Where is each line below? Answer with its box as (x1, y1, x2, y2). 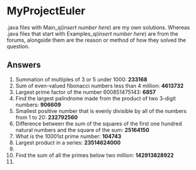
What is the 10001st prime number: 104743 (15, 133, 122, 140)
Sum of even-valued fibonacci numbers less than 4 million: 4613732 (15, 82, 184, 89)
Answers (7, 60, 41, 70)
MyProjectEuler (7, 4, 86, 18)
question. (7, 43, 30, 50)
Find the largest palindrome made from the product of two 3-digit (15, 95, 176, 102)
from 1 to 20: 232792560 (15, 114, 78, 121)
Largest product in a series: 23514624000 (15, 138, 121, 146)
